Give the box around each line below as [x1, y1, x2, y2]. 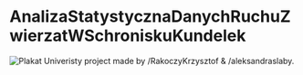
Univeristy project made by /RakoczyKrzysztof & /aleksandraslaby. [44, 55, 295, 66]
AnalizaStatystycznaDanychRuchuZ [9, 6, 291, 27]
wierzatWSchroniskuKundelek [9, 25, 246, 46]
